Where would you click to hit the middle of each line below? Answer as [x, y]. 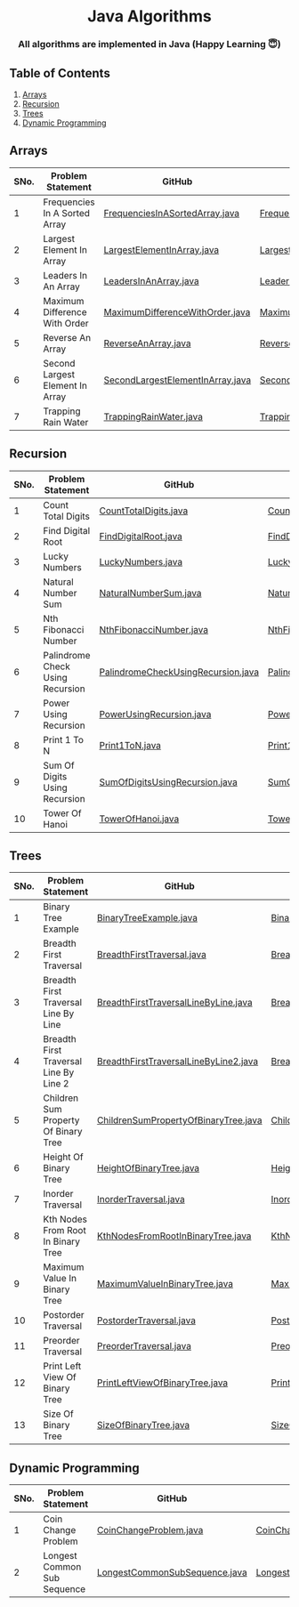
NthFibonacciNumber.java [154, 629]
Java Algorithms [149, 16]
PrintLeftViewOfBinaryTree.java [162, 1383]
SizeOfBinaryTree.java [143, 1425]
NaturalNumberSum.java [150, 593]
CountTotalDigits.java [144, 511]
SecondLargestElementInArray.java [178, 380]
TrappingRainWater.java [153, 416]
